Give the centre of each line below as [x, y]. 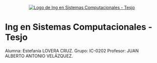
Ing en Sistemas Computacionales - [79, 27]
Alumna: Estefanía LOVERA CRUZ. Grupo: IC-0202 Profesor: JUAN [72, 50]
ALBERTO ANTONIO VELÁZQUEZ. [39, 56]
